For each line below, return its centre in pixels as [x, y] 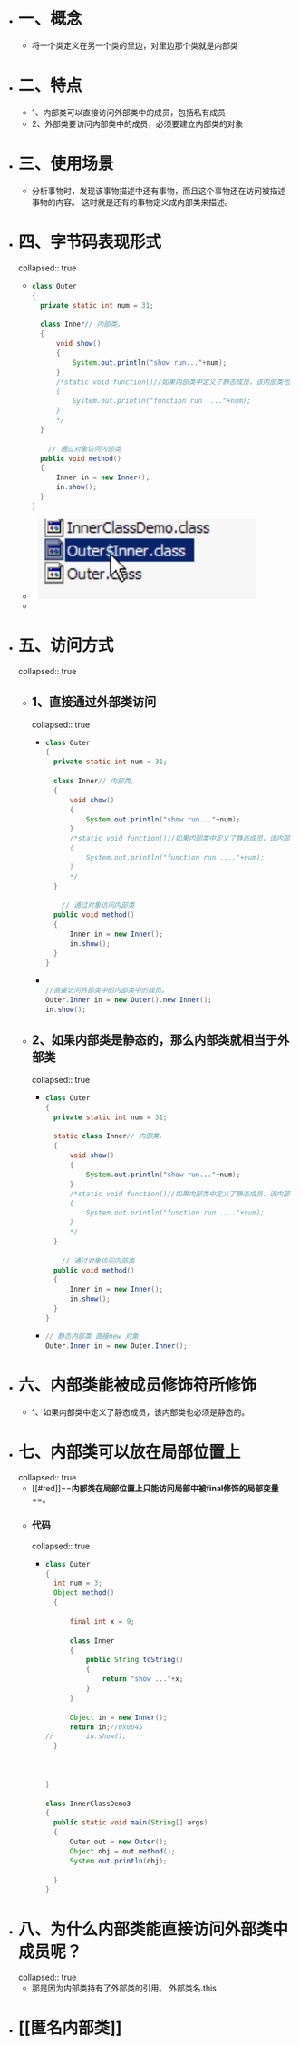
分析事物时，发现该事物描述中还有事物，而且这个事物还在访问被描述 [159, 191]
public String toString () [135, 1660]
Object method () [84, 1593]
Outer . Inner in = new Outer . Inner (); [116, 1346]
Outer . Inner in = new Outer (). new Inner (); [129, 1000]
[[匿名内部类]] [70, 2028]
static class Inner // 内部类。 [109, 1136]
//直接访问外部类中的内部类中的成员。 [106, 990]
